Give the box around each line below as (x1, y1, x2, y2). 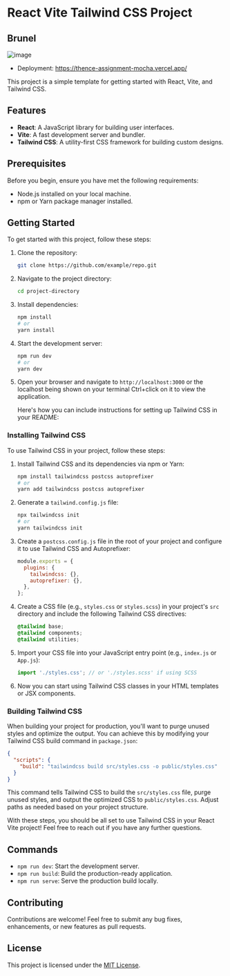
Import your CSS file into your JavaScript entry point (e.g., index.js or (17, 648, 217, 657)
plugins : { (23, 564, 55, 571)
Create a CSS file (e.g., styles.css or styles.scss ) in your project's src (17, 603, 220, 611)
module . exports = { (17, 558, 74, 565)
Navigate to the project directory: (17, 274, 112, 283)
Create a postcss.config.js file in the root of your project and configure (17, 537, 222, 545)
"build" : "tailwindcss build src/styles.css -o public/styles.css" (19, 762, 218, 770)
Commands (7, 843, 59, 855)
